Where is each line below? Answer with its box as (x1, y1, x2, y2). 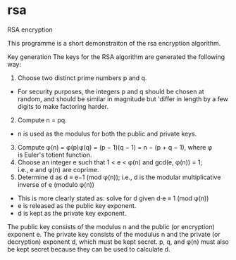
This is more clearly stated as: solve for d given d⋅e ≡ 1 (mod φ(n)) (17, 194, 209, 202)
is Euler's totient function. (17, 150, 92, 159)
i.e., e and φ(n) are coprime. (17, 165, 99, 174)
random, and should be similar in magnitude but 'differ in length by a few (17, 94, 229, 103)
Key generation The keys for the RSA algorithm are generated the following (7, 52, 225, 61)
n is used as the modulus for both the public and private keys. (17, 129, 197, 138)
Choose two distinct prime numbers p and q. (17, 73, 147, 82)
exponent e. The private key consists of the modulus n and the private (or (7, 230, 221, 238)
